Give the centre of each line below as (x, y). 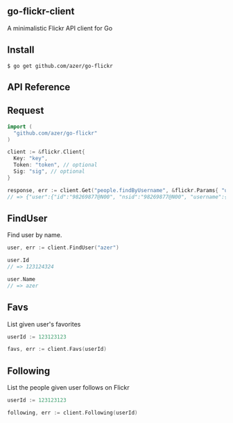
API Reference (39, 87)
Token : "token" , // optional (55, 165)
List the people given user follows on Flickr (68, 388)
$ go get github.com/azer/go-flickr (60, 66)
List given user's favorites (44, 324)
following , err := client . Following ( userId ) (72, 413)
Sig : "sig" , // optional (49, 172)
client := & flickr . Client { (46, 152)
